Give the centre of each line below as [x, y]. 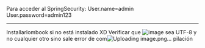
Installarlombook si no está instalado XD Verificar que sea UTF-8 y [102, 32]
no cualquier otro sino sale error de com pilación [100, 39]
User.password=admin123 [39, 15]
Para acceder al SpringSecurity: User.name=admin [70, 9]
